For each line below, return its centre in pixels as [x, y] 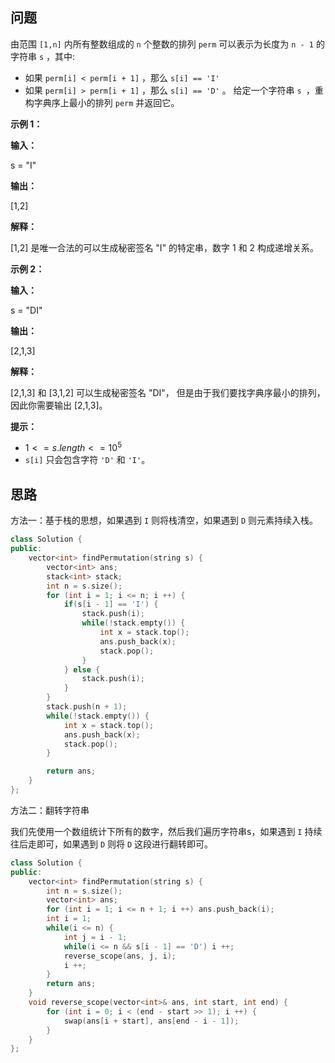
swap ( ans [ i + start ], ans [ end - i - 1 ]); [151, 1021]
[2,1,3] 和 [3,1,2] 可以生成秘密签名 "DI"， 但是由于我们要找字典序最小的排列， [168, 392]
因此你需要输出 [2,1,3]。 [59, 405]
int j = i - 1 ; [95, 937]
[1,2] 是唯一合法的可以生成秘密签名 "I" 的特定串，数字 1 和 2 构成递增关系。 [165, 247]
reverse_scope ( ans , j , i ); [120, 956]
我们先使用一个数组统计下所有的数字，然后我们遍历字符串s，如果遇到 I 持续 [166, 831]
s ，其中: [57, 56]
